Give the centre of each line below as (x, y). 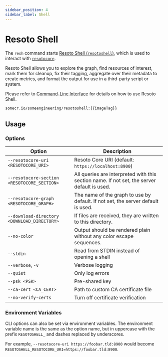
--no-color (20, 236)
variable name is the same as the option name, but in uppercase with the (80, 329)
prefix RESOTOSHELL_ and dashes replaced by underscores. (65, 334)
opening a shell (92, 257)
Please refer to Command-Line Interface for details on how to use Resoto (80, 94)
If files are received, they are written (116, 215)
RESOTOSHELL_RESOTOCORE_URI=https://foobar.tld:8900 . (62, 349)
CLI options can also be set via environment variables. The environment (79, 323)
